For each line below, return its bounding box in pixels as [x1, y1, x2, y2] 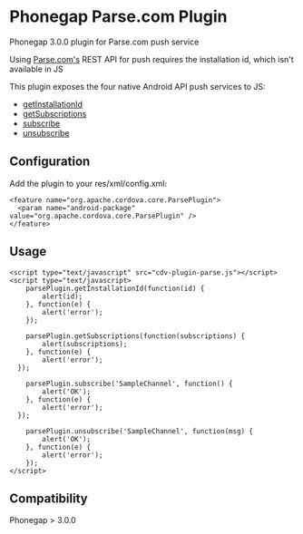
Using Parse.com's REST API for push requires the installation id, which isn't [9, 53, 295, 64]
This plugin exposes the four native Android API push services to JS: [9, 81, 266, 92]
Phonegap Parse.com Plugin [9, 6, 228, 27]
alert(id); [42, 292, 83, 301]
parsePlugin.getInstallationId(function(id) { [25, 284, 205, 293]
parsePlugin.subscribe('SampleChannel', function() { [25, 379, 233, 388]
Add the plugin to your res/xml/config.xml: [9, 178, 168, 189]
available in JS [9, 63, 64, 74]
